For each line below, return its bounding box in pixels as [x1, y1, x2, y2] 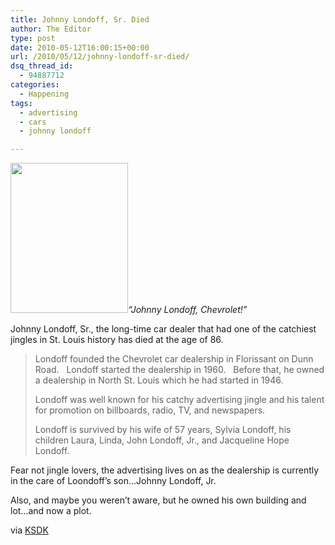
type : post [10, 33, 56, 43]
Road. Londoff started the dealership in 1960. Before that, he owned [34, 364, 325, 376]
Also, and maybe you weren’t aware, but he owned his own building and [10, 494, 307, 506]
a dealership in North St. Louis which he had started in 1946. [34, 374, 284, 386]
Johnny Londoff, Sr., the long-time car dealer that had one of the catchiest [10, 323, 317, 335]
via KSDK [10, 524, 49, 536]
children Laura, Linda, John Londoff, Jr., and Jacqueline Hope [34, 434, 290, 446]
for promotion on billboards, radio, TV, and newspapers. [34, 404, 266, 416]
